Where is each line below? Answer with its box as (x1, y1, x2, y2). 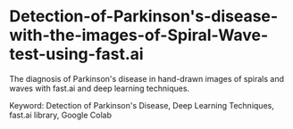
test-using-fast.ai (9, 44, 145, 64)
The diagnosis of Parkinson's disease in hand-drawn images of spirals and (9, 73, 284, 84)
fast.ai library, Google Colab (9, 109, 112, 120)
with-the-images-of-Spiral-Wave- (9, 25, 269, 45)
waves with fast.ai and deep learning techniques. (9, 83, 190, 93)
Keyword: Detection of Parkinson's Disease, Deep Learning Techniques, (9, 100, 274, 110)
